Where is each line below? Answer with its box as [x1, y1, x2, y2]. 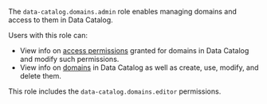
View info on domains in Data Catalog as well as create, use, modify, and [19, 63, 259, 72]
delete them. [19, 71, 61, 80]
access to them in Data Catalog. [8, 15, 113, 25]
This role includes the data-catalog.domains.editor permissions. [8, 87, 222, 96]
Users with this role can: [8, 31, 88, 40]
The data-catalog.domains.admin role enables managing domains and [8, 7, 237, 16]
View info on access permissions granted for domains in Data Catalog [19, 46, 249, 55]
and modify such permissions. [19, 55, 120, 64]
